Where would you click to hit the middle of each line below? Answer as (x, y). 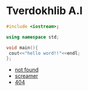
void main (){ (22, 48)
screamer (26, 76)
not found (27, 70)
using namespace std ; (33, 37)
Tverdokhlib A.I (44, 11)
